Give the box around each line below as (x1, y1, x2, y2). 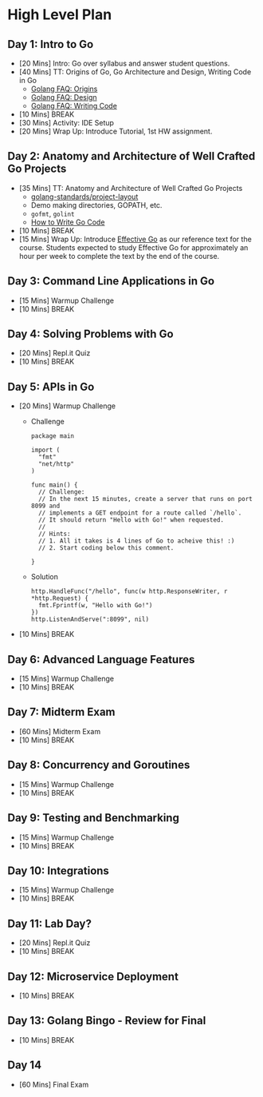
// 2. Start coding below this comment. (37, 544, 175, 552)
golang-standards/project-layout (30, 192, 139, 201)
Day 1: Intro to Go (7, 38, 94, 51)
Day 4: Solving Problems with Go (7, 328, 174, 341)
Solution (30, 572, 59, 582)
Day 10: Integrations (7, 864, 109, 877)
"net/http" (37, 460, 75, 468)
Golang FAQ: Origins (30, 84, 98, 93)
